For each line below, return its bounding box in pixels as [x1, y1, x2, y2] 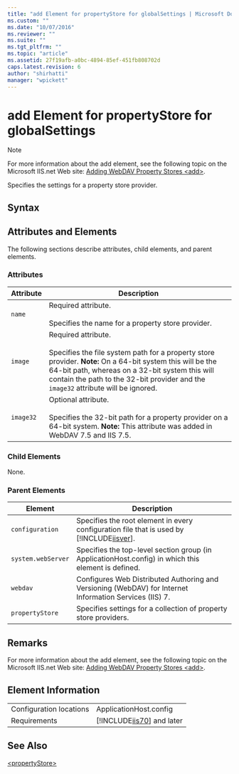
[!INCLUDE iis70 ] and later [95, 716, 183, 726]
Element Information [7, 684, 100, 696]
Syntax [7, 201, 40, 213]
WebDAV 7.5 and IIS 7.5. [48, 430, 132, 440]
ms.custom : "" [7, 17, 50, 24]
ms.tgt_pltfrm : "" [7, 43, 62, 51]
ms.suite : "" [7, 37, 46, 44]
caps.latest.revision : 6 [7, 63, 81, 70]
